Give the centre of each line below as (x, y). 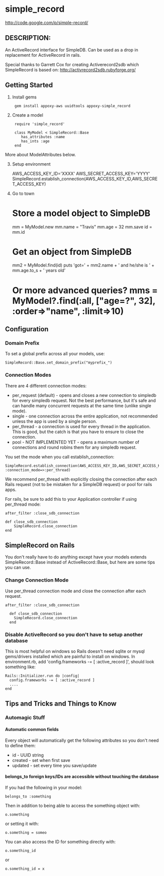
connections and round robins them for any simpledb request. (74, 447)
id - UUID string (28, 755)
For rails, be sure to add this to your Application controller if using (71, 499)
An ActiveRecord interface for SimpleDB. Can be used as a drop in (72, 49)
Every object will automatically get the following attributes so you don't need (82, 740)
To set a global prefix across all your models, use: (55, 354)
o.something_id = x (25, 869)
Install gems (24, 97)
